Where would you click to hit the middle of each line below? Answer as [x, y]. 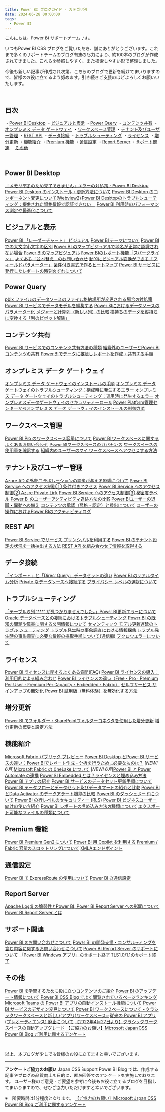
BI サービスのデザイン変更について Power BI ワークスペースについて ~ [75, 1009]
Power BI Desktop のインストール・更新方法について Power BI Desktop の [79, 192]
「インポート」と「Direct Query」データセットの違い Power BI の [71, 576]
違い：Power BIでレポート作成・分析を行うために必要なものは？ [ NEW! [86, 763]
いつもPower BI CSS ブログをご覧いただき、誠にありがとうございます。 [77, 49]
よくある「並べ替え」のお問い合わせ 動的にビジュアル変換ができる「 [84, 259]
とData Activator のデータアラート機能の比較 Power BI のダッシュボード [78, 794]
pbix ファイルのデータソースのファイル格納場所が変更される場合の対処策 [79, 299]
